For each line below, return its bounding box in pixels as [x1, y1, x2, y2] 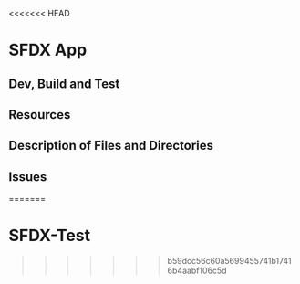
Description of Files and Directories [8, 138, 214, 153]
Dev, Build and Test [8, 76, 120, 91]
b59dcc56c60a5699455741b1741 [167, 256, 293, 267]
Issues [8, 169, 47, 184]
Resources [8, 107, 71, 122]
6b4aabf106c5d [167, 265, 227, 277]
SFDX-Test [8, 226, 91, 246]
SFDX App [8, 40, 88, 60]
